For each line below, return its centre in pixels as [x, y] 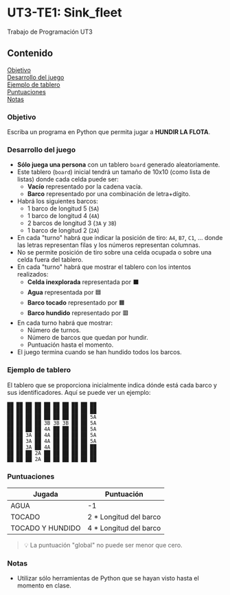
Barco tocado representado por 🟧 [76, 303]
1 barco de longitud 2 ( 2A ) [63, 230]
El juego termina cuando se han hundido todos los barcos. [99, 352]
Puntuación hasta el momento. [70, 345]
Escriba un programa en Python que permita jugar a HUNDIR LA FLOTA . [109, 132]
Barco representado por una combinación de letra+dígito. [109, 194]
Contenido [30, 53]
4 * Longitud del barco [124, 528]
